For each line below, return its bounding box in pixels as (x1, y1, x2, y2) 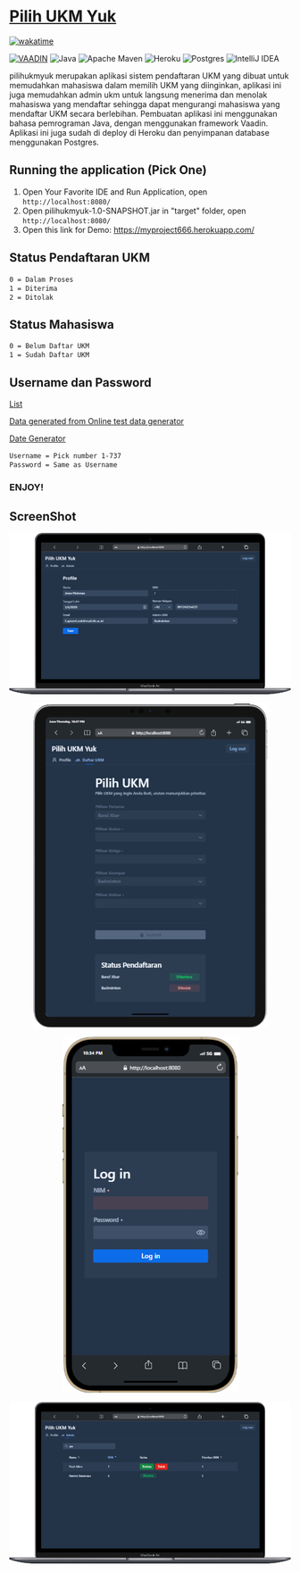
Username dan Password (9, 375, 152, 390)
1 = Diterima (9, 284, 58, 293)
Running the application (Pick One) (9, 162, 207, 178)
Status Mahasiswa (9, 317, 114, 332)
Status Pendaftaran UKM (9, 250, 150, 265)
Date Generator (9, 433, 66, 444)
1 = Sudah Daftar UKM (9, 351, 90, 360)
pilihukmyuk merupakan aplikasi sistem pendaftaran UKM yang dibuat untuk (9, 70, 289, 81)
